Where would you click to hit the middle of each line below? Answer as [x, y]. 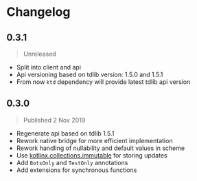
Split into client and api [49, 67]
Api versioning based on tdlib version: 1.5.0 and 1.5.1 [90, 74]
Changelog [38, 12]
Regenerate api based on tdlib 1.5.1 [65, 133]
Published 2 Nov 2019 [54, 120]
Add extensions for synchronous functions [77, 170]
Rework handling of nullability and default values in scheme [101, 148]
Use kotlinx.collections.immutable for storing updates [92, 155]
